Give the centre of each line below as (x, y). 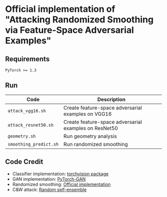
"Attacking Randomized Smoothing (80, 20)
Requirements (27, 59)
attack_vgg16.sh (27, 111)
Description (111, 99)
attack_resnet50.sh (31, 125)
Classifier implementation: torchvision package (60, 174)
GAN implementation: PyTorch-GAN (49, 179)
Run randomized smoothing (96, 144)
